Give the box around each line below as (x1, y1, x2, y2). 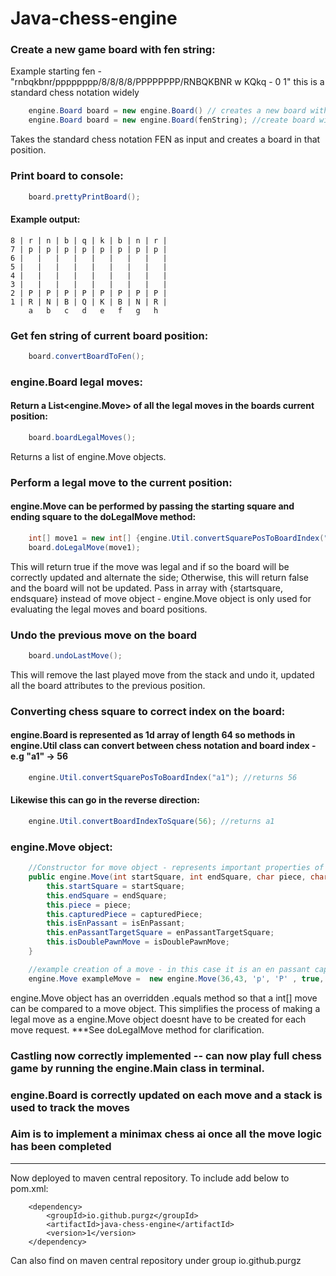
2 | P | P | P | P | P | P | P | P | (10, 288, 168, 298)
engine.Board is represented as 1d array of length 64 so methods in (10, 729, 296, 741)
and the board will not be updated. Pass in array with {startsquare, (10, 582, 283, 594)
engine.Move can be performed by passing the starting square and (10, 500, 295, 512)
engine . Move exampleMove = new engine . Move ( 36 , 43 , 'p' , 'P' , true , (28, 973, 325, 984)
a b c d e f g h (28, 305, 159, 316)
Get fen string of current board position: (10, 328, 209, 342)
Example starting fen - (10, 65, 102, 77)
